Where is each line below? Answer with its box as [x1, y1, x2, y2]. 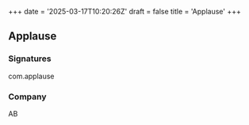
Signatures [8, 53, 52, 64]
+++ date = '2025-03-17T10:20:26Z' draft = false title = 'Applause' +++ [8, 7, 242, 16]
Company [8, 91, 47, 102]
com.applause [8, 71, 55, 81]
